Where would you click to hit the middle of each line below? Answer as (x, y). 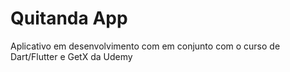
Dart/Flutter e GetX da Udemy (71, 56)
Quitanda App (69, 18)
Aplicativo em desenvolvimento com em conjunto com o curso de (145, 46)
